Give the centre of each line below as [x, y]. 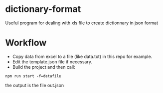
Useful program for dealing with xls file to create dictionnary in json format [82, 23]
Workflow [26, 43]
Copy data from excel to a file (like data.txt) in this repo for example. [82, 56]
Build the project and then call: [44, 67]
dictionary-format [43, 9]
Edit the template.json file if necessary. [52, 62]
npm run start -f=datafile [33, 76]
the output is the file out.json [35, 85]
